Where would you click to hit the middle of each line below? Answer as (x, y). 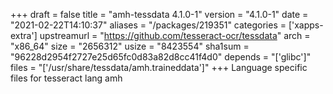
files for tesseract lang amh (66, 78)
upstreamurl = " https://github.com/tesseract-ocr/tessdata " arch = (175, 35)
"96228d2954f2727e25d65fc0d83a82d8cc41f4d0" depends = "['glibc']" (161, 57)
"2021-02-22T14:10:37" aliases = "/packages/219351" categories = (148, 25)
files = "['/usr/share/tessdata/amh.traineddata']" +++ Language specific (159, 67)
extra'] (24, 35)
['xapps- (306, 25)
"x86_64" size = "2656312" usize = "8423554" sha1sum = (130, 46)
